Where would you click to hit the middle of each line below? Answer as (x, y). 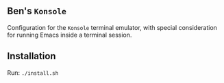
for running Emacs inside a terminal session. (70, 35)
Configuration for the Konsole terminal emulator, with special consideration (112, 27)
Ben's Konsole (37, 11)
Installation (32, 56)
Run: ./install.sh (33, 72)
